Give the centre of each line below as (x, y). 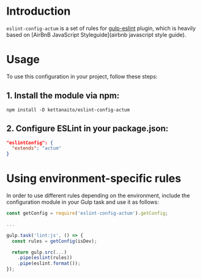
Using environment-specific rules (94, 178)
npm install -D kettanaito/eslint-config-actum (68, 110)
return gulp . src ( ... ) (39, 252)
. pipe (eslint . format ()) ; (49, 264)
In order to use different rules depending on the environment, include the (98, 196)
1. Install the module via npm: (63, 96)
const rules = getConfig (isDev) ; (54, 241)
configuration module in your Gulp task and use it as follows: (83, 202)
